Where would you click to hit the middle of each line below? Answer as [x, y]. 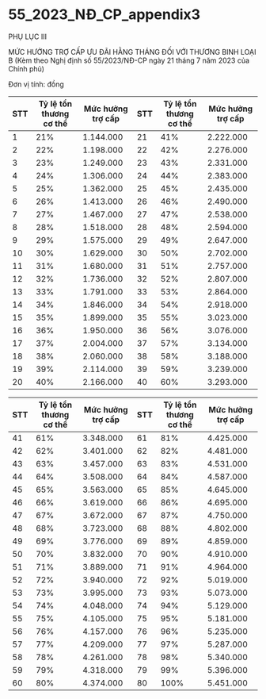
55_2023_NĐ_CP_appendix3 [104, 15]
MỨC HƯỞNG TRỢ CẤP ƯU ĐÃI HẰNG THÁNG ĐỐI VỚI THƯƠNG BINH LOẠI [132, 52]
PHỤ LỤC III [28, 36]
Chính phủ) [27, 68]
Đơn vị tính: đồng [36, 84]
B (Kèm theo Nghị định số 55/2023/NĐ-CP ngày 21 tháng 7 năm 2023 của [129, 60]
